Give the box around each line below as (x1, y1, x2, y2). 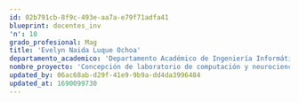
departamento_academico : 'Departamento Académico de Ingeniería (9, 54, 253, 63)
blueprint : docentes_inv (9, 21, 101, 30)
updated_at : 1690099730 (9, 79, 98, 88)
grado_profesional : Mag (9, 37, 98, 47)
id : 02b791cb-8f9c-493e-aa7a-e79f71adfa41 (9, 12, 169, 22)
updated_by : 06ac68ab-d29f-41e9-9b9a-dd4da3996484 (9, 71, 201, 80)
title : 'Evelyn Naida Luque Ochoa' (9, 46, 141, 55)
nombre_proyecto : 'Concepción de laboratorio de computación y (9, 63, 249, 72)
